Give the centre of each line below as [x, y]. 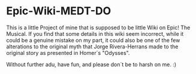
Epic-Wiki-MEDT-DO [59, 11]
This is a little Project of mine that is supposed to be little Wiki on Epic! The [98, 27]
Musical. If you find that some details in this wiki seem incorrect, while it [95, 33]
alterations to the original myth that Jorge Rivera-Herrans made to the [92, 47]
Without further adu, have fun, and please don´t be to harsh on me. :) [91, 64]
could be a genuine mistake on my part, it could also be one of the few [93, 40]
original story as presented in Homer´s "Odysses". [68, 53]
